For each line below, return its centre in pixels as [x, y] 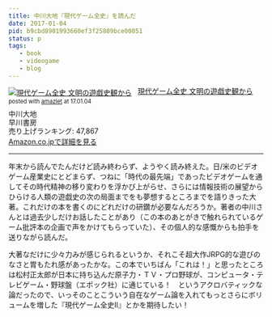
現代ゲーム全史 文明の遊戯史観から [195, 91]
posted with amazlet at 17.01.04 [50, 101]
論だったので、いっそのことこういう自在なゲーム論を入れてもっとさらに [128, 295]
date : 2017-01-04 [38, 23]
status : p [25, 38]
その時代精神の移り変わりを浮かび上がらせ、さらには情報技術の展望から [142, 187]
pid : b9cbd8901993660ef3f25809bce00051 [76, 31]
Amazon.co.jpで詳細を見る [53, 142]
